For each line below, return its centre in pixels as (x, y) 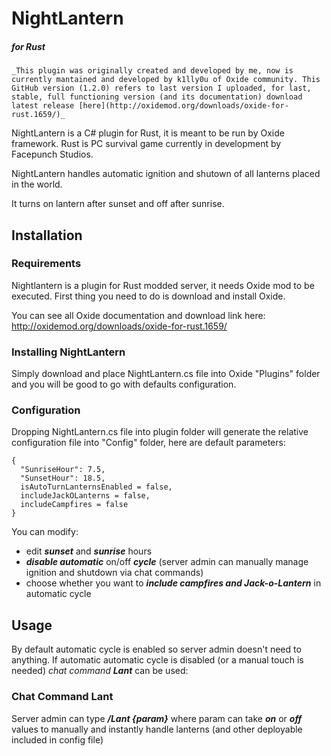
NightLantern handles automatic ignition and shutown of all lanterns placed (166, 174)
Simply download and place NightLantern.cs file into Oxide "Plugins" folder (166, 374)
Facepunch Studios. (52, 154)
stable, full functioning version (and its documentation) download (157, 97)
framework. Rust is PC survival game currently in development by (146, 144)
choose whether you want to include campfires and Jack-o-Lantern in (173, 583)
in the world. (37, 184)
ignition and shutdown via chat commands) (114, 573)
